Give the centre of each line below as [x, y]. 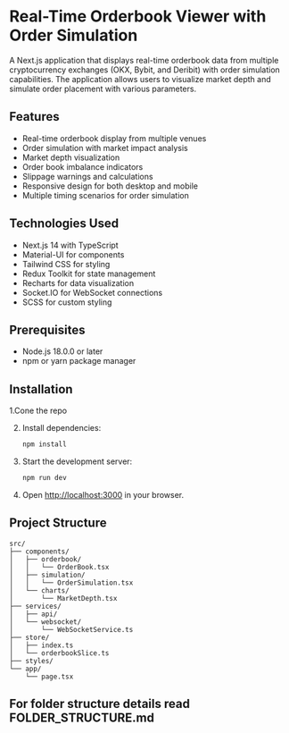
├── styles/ [31, 661]
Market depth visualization [71, 157]
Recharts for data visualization [78, 282]
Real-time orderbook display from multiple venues [114, 138]
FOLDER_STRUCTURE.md [82, 718]
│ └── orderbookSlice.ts [59, 653]
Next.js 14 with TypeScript [70, 245]
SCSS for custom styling [67, 302]
